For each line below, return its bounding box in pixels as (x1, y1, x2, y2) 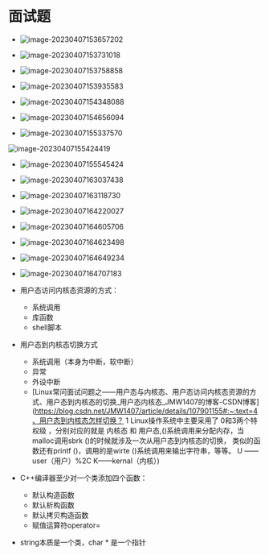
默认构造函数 (31, 490, 75, 499)
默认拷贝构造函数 (31, 510, 89, 520)
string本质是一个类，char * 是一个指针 (19, 537, 146, 547)
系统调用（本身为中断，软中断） (31, 356, 138, 367)
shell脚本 (31, 322, 63, 332)
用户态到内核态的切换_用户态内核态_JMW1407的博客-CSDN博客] (46, 396, 259, 407)
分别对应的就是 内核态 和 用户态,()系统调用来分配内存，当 (55, 425, 245, 435)
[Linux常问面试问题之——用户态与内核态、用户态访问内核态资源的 (31, 387, 251, 396)
